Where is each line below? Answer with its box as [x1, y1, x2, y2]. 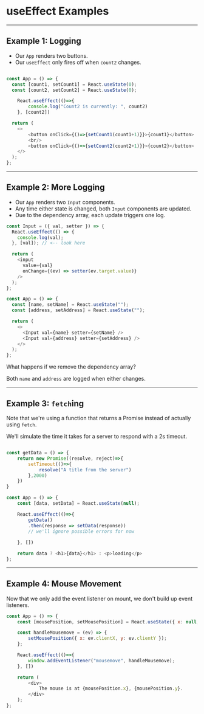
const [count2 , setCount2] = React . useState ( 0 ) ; [12, 87, 137, 93]
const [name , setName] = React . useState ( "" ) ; [12, 302, 129, 308]
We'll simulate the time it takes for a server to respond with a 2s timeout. [6, 433, 187, 440]
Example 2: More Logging [6, 182, 105, 193]
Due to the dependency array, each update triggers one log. [15, 211, 166, 218]
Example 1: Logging [6, 36, 82, 46]
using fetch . [6, 421, 37, 428]
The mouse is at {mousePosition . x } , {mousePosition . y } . [38, 685, 183, 691]
